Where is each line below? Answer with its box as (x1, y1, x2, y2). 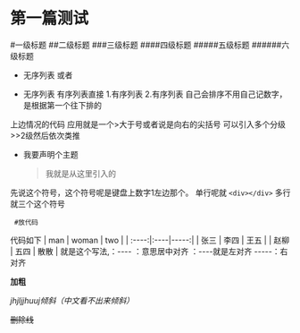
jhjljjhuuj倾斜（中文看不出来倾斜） (10, 295, 135, 305)
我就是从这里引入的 (45, 167, 117, 179)
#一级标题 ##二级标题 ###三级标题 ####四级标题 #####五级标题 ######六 (10, 39, 289, 50)
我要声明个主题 (22, 149, 79, 159)
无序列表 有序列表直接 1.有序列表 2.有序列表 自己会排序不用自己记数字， (22, 89, 287, 99)
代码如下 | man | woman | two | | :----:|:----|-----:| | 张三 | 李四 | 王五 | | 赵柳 (10, 235, 290, 245)
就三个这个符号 (10, 198, 65, 209)
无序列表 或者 (22, 69, 73, 81)
